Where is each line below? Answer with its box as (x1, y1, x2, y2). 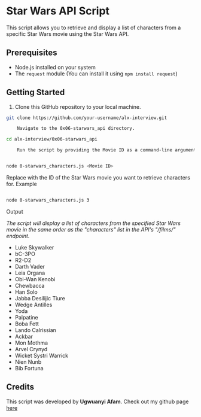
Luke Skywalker (14, 243, 54, 251)
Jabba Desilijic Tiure (14, 294, 66, 302)
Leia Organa (14, 269, 45, 276)
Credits (6, 382, 35, 392)
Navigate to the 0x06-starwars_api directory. (17, 126, 135, 132)
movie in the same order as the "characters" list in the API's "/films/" (6, 226, 176, 233)
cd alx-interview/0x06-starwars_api (6, 136, 98, 142)
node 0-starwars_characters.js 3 (6, 197, 90, 203)
